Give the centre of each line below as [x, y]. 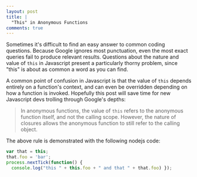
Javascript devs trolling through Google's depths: [66, 100]
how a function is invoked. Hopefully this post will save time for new [88, 93]
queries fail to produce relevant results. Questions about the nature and [93, 57]
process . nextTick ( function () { [44, 162]
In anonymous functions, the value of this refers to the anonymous [102, 111]
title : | [17, 17]
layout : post [22, 11]
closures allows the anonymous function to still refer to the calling [100, 123]
